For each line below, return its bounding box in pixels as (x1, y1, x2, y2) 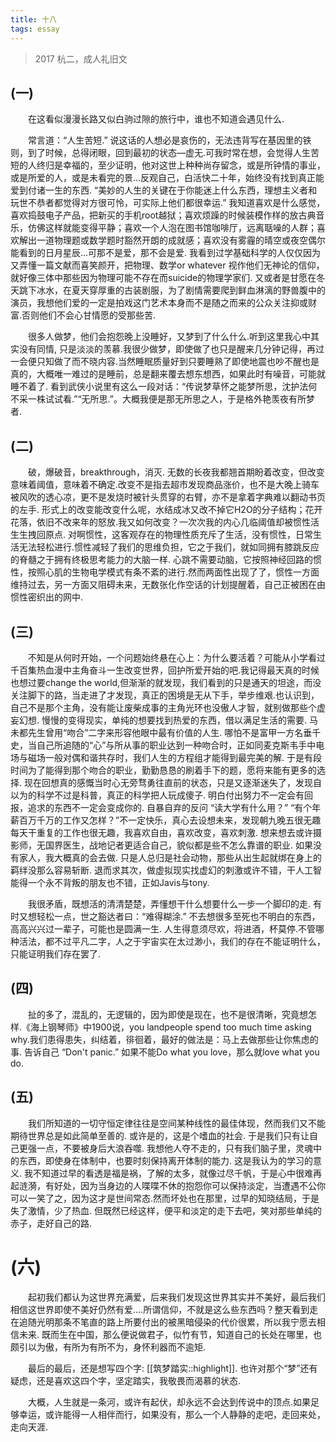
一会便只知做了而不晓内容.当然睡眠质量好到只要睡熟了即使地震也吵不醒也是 (10, 356, 320, 368)
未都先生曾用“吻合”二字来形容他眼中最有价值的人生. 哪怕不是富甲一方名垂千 (10, 726, 322, 738)
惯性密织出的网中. (10, 591, 84, 603)
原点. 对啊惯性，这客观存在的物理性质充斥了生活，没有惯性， (44, 529, 296, 541)
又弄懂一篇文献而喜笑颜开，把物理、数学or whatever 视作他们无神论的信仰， (10, 259, 325, 271)
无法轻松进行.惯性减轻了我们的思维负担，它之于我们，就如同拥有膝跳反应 (18, 541, 320, 553)
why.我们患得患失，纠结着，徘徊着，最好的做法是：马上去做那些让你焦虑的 (10, 1033, 319, 1045)
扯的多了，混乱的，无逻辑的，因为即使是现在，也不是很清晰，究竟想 (28, 1008, 308, 1020)
